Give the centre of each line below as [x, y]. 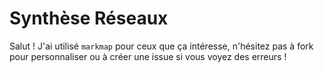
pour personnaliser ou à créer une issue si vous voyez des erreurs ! [148, 56]
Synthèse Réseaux [89, 18]
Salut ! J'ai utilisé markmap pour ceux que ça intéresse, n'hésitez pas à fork [161, 46]
